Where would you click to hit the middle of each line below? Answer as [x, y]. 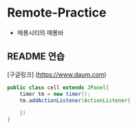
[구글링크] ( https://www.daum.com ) [57, 75]
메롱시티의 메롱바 [40, 32]
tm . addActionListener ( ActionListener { [75, 100]
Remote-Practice [57, 13]
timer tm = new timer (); [55, 94]
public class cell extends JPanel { [58, 88]
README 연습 [36, 57]
